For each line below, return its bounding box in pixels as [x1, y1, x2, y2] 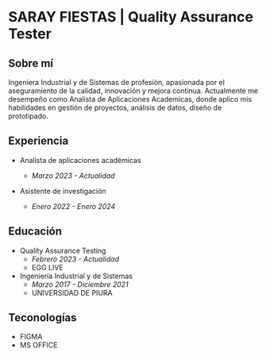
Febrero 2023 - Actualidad [31, 254, 119, 264]
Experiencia [8, 134, 69, 148]
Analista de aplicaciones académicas [19, 155, 141, 164]
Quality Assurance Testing [19, 246, 106, 255]
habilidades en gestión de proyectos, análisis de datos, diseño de [8, 103, 222, 112]
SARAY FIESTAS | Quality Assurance [8, 8, 254, 26]
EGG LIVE [31, 262, 64, 272]
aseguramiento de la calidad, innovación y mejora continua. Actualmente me [8, 86, 259, 95]
